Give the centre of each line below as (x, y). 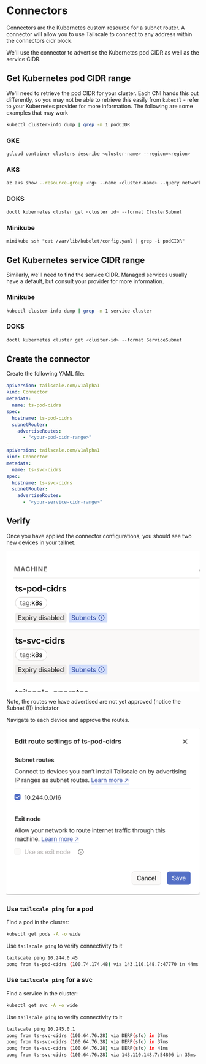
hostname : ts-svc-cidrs (42, 483)
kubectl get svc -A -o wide (42, 1005)
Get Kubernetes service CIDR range (76, 260)
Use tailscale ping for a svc (50, 980)
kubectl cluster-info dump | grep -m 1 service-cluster (79, 311)
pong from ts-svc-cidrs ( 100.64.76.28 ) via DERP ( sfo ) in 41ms (87, 1049)
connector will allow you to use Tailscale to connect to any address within (99, 34)
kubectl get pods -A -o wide (44, 934)
